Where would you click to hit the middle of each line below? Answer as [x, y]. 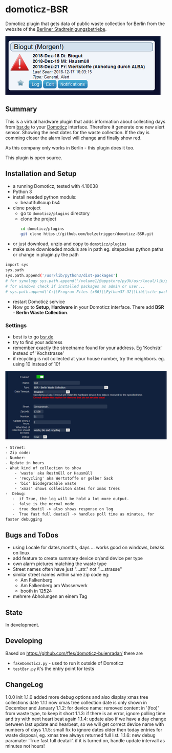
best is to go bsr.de [33, 337]
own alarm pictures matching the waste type [60, 564]
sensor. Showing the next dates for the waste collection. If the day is [78, 132]
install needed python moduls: [45, 197]
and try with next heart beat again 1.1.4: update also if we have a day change [86, 719]
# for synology [21, 281]
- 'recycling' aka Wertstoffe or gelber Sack [64, 479]
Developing [24, 641]
